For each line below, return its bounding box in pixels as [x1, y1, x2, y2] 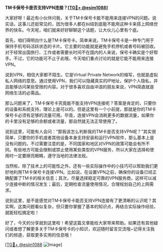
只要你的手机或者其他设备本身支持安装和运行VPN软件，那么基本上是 [17, 135, 154, 140]
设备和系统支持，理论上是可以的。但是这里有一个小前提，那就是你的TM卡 [9, 106, 156, 112]
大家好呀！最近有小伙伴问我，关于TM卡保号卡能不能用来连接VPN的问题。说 [5, 15, 157, 21]
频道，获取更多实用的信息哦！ [13, 232, 73, 237]
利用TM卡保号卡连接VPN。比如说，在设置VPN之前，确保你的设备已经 [13, 169, 153, 175]
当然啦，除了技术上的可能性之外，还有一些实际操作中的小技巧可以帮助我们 [5, 163, 154, 169]
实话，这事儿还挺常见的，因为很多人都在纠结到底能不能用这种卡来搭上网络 [5, 21, 154, 27]
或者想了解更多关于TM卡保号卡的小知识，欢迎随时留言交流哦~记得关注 [9, 226, 150, 232]
